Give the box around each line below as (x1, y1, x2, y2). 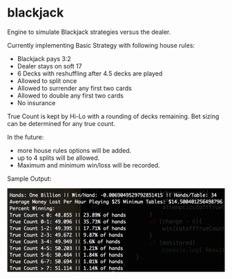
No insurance (17, 98, 56, 107)
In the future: (7, 133, 44, 141)
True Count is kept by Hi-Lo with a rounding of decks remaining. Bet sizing (7, 112, 220, 120)
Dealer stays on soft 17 (17, 62, 82, 70)
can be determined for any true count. (7, 119, 116, 127)
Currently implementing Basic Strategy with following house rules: (7, 41, 195, 49)
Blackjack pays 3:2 (17, 54, 71, 63)
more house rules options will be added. (17, 146, 132, 154)
